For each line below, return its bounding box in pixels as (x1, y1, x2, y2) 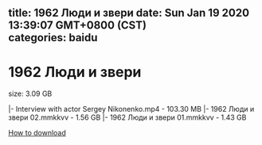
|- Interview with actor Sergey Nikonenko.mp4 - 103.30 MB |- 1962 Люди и (8, 105, 255, 114)
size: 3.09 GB (8, 89, 53, 98)
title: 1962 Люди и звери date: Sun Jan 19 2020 (8, 6, 249, 20)
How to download (8, 128, 66, 138)
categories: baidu (8, 31, 98, 44)
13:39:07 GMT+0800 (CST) (8, 19, 147, 32)
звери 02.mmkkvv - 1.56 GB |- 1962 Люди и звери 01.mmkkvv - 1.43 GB (8, 113, 247, 122)
